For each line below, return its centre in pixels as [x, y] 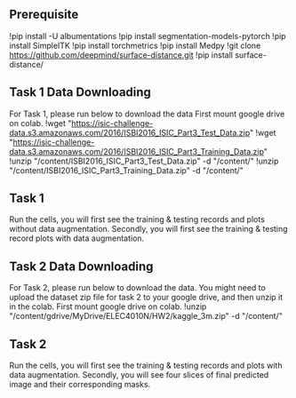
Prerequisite [44, 15]
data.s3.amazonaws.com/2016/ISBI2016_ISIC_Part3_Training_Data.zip [137, 151]
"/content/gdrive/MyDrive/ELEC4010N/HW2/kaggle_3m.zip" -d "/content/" [146, 316]
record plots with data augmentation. [77, 238]
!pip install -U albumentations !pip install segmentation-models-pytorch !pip [148, 36]
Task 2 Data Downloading [81, 266]
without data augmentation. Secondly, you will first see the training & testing [148, 229]
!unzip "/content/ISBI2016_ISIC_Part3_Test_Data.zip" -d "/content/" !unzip [144, 161]
